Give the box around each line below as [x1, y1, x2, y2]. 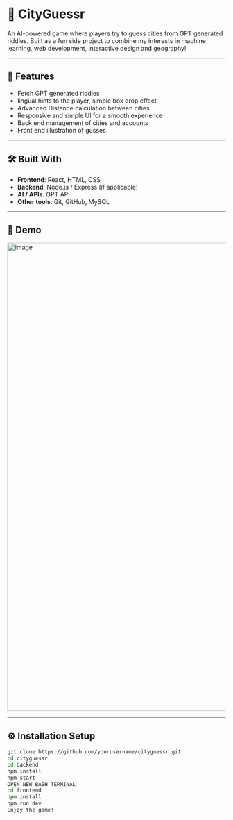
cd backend [7, 761, 39, 768]
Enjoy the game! [7, 807, 54, 814]
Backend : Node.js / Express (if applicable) [17, 183, 139, 191]
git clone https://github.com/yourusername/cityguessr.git [7, 748, 182, 755]
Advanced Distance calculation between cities [17, 103, 150, 112]
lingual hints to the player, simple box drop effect [17, 97, 157, 105]
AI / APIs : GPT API [17, 190, 71, 199]
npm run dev [7, 800, 42, 808]
